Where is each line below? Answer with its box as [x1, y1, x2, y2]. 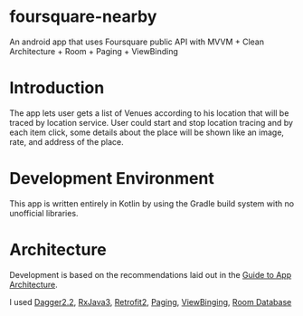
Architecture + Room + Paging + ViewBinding [9, 45, 178, 56]
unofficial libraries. [9, 207, 79, 218]
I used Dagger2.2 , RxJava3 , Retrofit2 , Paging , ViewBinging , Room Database [9, 296, 292, 307]
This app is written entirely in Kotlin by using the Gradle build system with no [9, 197, 295, 209]
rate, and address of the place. [9, 136, 124, 147]
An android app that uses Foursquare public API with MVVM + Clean [9, 36, 265, 47]
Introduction [9, 78, 105, 99]
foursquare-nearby [9, 6, 157, 27]
